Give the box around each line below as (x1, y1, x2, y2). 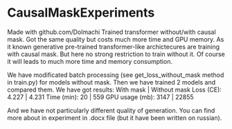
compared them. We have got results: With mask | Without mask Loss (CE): (7, 85, 222, 94)
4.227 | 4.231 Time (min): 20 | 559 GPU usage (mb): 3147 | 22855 (7, 92, 194, 101)
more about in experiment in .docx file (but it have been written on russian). (7, 113, 222, 122)
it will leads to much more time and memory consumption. (7, 57, 173, 65)
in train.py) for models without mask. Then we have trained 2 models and (7, 78, 216, 86)
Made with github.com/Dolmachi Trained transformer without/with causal (7, 28, 216, 36)
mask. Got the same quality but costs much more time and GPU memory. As (7, 35, 224, 43)
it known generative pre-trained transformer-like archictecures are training (7, 42, 220, 51)
